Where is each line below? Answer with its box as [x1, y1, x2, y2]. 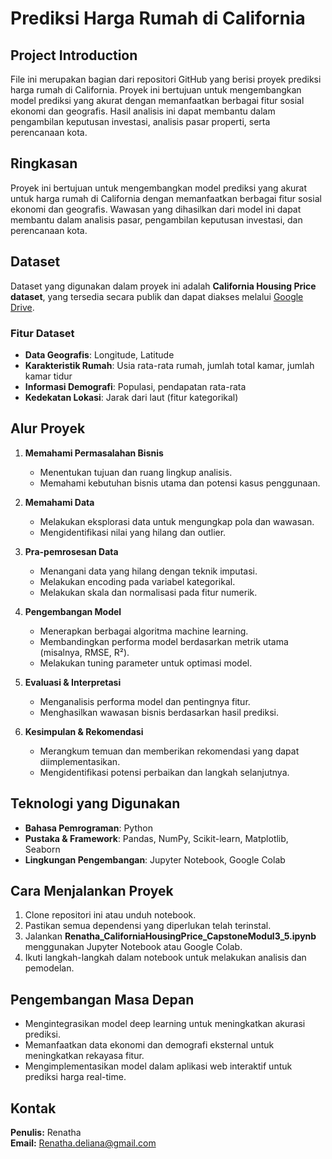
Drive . [10, 301, 35, 313]
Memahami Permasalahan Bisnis [24, 447, 164, 459]
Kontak [10, 1100, 57, 1117]
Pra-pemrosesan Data [24, 545, 119, 557]
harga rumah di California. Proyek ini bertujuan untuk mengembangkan [10, 84, 302, 96]
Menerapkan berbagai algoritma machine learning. [39, 625, 249, 637]
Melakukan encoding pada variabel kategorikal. [39, 575, 236, 587]
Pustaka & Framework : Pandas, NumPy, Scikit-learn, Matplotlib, [24, 832, 289, 844]
